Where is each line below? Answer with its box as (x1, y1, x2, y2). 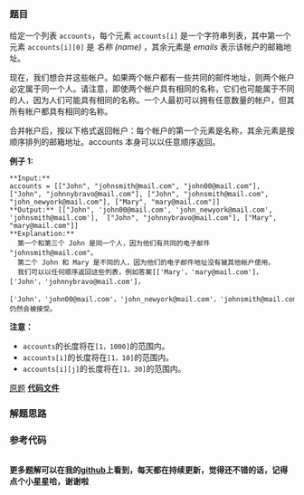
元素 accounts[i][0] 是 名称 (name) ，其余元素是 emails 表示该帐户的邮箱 (9, 42, 284, 52)
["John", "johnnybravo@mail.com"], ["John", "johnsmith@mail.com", (9, 190, 270, 199)
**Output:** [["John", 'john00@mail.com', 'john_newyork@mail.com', (9, 205, 273, 214)
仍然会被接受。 (9, 305, 57, 314)
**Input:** (9, 174, 51, 183)
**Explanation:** (9, 229, 75, 239)
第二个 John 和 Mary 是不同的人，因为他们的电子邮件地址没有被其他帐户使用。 (17, 258, 275, 268)
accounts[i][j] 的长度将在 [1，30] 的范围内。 (22, 364, 186, 375)
